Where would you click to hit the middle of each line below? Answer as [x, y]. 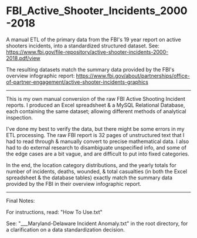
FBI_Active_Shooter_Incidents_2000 [97, 11]
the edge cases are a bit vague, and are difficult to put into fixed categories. [98, 154]
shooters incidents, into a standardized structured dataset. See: [83, 46]
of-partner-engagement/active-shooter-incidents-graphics [77, 82]
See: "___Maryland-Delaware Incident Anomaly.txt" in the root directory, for [97, 223]
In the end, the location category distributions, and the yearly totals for [91, 165]
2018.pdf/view [23, 58]
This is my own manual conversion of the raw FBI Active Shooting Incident [96, 98]
